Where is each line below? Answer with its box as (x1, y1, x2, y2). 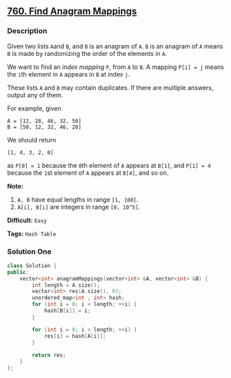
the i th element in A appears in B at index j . (7, 70, 130, 78)
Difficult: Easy (7, 216, 47, 224)
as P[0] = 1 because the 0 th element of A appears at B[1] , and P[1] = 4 (7, 161, 212, 169)
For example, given (7, 104, 62, 113)
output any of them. (7, 91, 63, 99)
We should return (7, 135, 57, 144)
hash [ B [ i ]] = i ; (43, 308, 91, 314)
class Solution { (7, 262, 57, 269)
